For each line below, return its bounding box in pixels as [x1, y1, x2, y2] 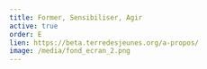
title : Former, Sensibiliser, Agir [9, 13, 143, 22]
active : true [9, 22, 58, 30]
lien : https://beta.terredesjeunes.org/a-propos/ [9, 38, 200, 47]
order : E [9, 30, 42, 39]
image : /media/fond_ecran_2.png [9, 47, 130, 56]
